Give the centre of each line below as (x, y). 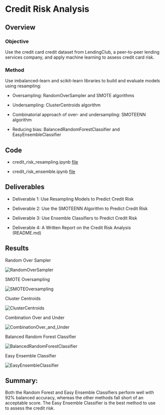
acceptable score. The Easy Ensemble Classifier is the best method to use (81, 403)
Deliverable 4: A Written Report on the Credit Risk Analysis (72, 227)
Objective (17, 41)
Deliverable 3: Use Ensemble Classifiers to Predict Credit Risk (75, 218)
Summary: (21, 381)
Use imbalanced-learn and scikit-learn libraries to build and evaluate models (82, 81)
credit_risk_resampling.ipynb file (45, 162)
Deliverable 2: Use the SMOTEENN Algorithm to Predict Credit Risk (80, 208)
